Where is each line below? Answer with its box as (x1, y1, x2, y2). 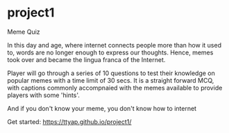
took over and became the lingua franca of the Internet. (7, 55, 166, 63)
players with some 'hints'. (7, 91, 80, 99)
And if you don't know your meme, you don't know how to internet (7, 104, 196, 112)
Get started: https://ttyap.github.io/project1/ (7, 117, 132, 125)
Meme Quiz (7, 28, 40, 36)
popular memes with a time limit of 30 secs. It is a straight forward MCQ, (7, 76, 214, 84)
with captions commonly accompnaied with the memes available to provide (7, 83, 223, 92)
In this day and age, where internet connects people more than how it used (7, 41, 222, 49)
